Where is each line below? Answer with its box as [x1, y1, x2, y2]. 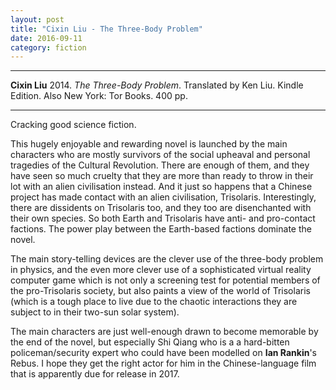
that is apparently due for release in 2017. [10, 368, 180, 380]
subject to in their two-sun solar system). [10, 306, 180, 318]
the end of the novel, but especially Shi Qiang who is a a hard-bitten [10, 336, 290, 348]
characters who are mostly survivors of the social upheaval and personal [10, 149, 311, 161]
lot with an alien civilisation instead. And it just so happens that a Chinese [10, 181, 313, 193]
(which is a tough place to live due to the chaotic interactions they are [10, 296, 298, 308]
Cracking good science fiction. [10, 119, 137, 131]
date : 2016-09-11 [10, 33, 83, 43]
